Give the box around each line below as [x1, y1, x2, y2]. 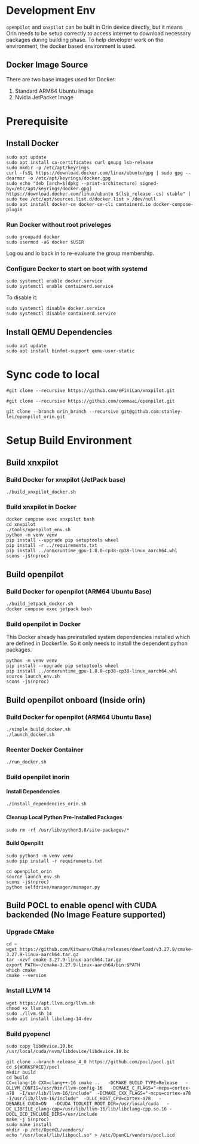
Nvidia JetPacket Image [14, 93, 74, 101]
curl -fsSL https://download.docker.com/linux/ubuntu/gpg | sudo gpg [6, 170, 183, 176]
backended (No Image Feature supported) [6, 910, 166, 920]
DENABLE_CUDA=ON [6, 1101, 47, 1107]
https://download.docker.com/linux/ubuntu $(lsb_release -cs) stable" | [6, 191, 191, 197]
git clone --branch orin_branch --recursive [6, 409, 119, 415]
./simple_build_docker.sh [6, 726, 71, 732]
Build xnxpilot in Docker [6, 503, 76, 511]
